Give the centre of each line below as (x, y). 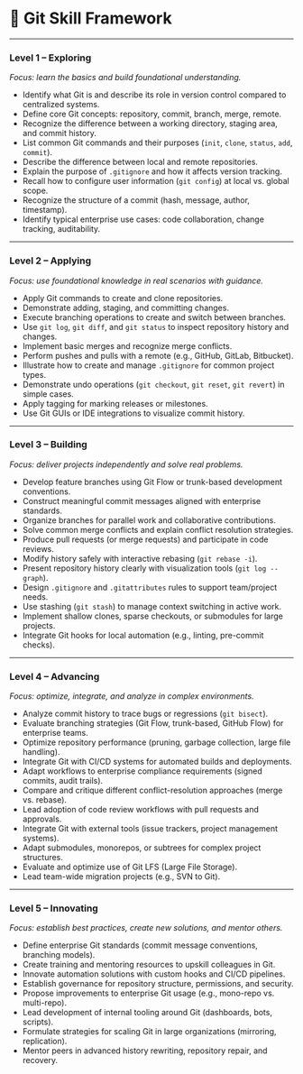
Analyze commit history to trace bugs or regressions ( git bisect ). (145, 714)
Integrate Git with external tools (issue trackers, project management (150, 829)
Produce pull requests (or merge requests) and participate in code (145, 539)
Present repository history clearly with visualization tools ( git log (144, 568)
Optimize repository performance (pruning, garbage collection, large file (156, 742)
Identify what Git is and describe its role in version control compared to (154, 95)
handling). (41, 752)
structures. (42, 858)
